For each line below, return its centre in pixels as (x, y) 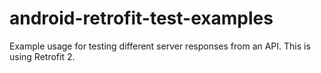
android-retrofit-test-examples (141, 18)
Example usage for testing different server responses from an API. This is (160, 46)
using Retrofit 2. (42, 56)
